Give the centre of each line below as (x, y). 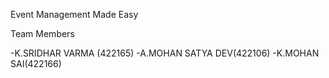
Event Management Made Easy (74, 14)
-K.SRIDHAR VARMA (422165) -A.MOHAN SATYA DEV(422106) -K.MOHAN (165, 53)
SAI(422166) (36, 63)
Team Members (42, 33)
